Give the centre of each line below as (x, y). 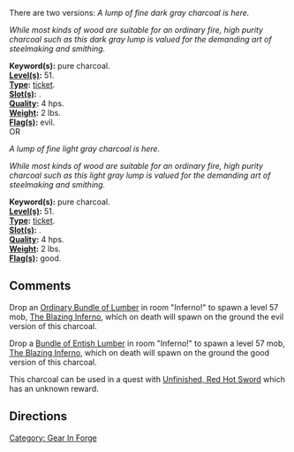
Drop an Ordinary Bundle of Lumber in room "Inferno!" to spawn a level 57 (144, 307)
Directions (38, 416)
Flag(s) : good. (35, 258)
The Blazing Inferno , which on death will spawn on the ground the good (139, 352)
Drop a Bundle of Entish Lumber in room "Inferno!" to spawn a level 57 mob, (147, 343)
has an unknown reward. (54, 388)
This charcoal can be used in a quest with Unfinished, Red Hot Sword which (147, 379)
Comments (40, 286)
